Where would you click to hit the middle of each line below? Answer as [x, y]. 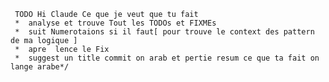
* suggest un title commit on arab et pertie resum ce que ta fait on [167, 58]
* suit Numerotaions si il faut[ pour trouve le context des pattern [164, 32]
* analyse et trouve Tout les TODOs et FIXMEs [115, 23]
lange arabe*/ [40, 67]
